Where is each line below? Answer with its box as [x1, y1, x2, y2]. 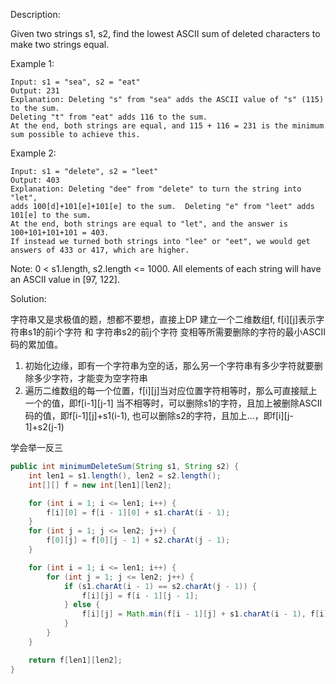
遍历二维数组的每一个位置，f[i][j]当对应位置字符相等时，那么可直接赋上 [24, 385, 318, 396]
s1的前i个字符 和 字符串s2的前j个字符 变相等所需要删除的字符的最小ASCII [27, 326, 326, 338]
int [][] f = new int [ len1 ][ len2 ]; [28, 480, 172, 490]
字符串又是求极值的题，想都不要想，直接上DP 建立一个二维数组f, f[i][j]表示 [10, 314, 317, 325]
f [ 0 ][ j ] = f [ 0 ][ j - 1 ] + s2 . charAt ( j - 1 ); [46, 535, 231, 546]
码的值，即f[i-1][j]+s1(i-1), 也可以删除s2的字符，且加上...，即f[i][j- [24, 410, 294, 421]
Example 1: [10, 58, 55, 69]
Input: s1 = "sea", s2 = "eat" [10, 77, 141, 87]
